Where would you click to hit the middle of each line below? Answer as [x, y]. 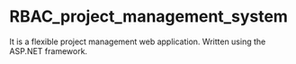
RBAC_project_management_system [148, 17]
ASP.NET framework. [49, 50]
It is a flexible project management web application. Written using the [138, 41]
